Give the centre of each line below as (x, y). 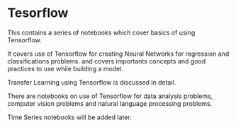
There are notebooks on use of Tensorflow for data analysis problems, (110, 96)
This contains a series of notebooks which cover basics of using (101, 32)
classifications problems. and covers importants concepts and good (107, 61)
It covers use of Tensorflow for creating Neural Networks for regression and (118, 54)
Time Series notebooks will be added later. (70, 117)
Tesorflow (38, 13)
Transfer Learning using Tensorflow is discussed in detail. (92, 82)
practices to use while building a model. (66, 68)
